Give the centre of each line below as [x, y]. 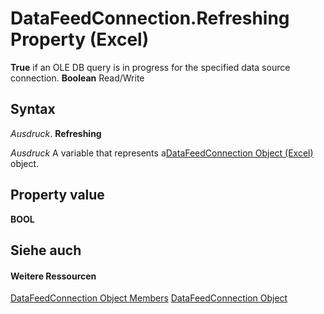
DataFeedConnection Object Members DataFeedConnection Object [149, 298]
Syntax [33, 109]
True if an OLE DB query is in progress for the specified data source [150, 67]
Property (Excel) [80, 39]
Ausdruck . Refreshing [56, 133]
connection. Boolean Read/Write [77, 78]
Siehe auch [46, 250]
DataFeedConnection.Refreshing [150, 18]
